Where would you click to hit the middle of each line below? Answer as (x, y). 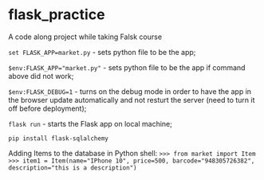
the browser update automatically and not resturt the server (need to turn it (132, 100)
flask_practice (57, 15)
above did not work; (41, 76)
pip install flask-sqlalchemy (59, 138)
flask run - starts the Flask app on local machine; (91, 123)
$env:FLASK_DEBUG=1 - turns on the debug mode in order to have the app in (130, 91)
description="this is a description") (73, 168)
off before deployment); (47, 108)
